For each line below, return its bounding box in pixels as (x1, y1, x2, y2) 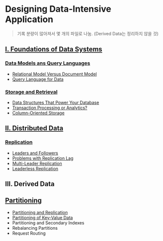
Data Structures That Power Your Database (12, 99, 99, 105)
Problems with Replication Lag (12, 155, 73, 161)
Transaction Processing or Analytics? (12, 104, 88, 111)
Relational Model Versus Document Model (12, 71, 97, 77)
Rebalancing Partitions (12, 225, 58, 231)
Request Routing (12, 230, 46, 236)
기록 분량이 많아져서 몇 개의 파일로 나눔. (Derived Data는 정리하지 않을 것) (17, 30, 159, 36)
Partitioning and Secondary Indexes (12, 219, 85, 226)
